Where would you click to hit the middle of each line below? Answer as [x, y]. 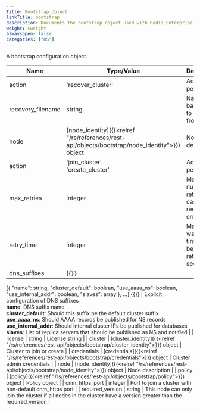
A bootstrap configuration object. [47, 56]
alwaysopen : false [29, 34]
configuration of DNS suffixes [43, 301]
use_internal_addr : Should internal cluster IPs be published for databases [97, 326]
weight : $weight [26, 28]
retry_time [23, 245]
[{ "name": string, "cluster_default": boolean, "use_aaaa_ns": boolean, [92, 288]
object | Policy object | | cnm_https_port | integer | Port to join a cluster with [99, 383]
